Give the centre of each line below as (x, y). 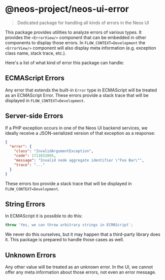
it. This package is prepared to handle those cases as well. (65, 240)
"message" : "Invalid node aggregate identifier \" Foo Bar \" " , (79, 160)
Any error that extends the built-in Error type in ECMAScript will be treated (81, 90)
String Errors (25, 204)
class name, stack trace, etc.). (36, 53)
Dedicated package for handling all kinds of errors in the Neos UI (83, 23)
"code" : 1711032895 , (35, 156)
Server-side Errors (34, 116)
